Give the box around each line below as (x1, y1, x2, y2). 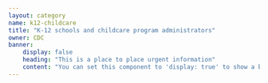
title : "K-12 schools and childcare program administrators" (8, 26, 216, 34)
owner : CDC (8, 33, 45, 42)
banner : (8, 41, 34, 49)
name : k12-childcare (8, 19, 77, 27)
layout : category (8, 11, 66, 20)
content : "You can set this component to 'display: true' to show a (22, 63, 255, 71)
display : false (22, 48, 73, 56)
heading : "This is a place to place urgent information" (22, 56, 216, 64)
